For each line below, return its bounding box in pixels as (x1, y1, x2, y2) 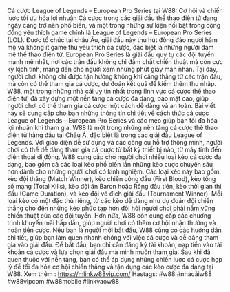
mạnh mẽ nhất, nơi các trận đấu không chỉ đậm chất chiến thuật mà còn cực (7, 58, 224, 65)
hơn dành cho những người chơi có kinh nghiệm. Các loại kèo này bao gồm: (7, 167, 222, 176)
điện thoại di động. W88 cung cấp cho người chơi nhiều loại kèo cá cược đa (7, 153, 222, 161)
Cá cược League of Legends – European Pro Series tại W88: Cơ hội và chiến (7, 7, 223, 14)
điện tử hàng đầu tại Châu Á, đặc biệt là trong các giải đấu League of (7, 131, 203, 139)
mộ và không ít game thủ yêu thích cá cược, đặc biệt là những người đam (7, 43, 214, 51)
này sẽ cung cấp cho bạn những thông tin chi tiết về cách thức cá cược (7, 109, 209, 117)
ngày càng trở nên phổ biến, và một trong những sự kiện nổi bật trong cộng (7, 21, 221, 29)
